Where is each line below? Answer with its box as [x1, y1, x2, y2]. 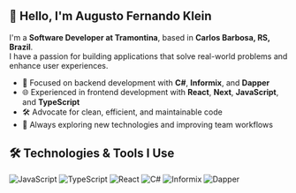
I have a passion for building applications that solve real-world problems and [9, 50, 288, 62]
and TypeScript [21, 96, 80, 107]
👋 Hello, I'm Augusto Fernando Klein [9, 9, 212, 24]
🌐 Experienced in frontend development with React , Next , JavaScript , [21, 86, 279, 97]
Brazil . [9, 41, 34, 52]
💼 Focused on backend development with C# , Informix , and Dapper [21, 77, 270, 88]
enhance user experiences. [9, 60, 109, 71]
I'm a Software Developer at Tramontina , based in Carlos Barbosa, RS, [9, 32, 271, 42]
